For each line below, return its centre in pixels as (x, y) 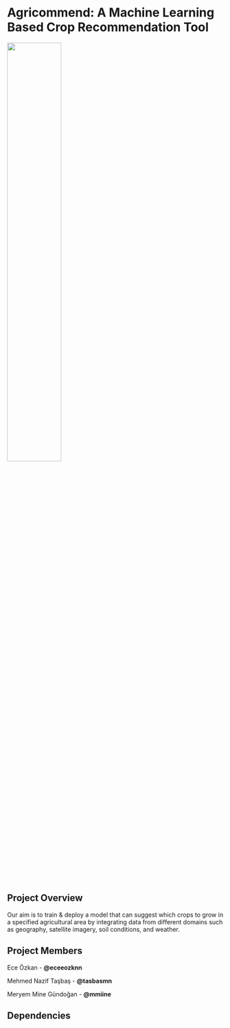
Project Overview (45, 898)
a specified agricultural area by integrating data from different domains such (115, 921)
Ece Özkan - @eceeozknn (45, 968)
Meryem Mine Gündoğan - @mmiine (59, 994)
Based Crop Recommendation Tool (108, 27)
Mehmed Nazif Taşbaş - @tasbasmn (60, 981)
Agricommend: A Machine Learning (111, 13)
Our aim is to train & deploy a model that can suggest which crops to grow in (115, 915)
